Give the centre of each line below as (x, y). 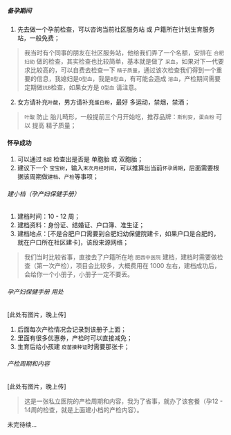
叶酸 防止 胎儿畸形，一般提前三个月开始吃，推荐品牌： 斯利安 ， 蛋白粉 (119, 116)
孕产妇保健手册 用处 (35, 292)
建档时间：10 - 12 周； (49, 216)
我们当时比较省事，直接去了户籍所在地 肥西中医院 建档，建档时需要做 (121, 257)
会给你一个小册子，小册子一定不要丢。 (78, 274)
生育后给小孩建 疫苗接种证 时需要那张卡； (73, 346)
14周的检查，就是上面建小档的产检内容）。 (83, 409)
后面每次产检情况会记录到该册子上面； (72, 329)
